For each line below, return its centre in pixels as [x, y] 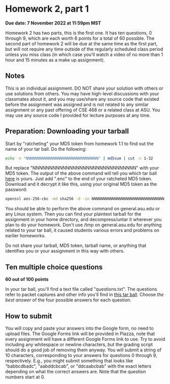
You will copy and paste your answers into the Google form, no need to [79, 328]
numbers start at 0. [25, 377]
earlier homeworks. [25, 236]
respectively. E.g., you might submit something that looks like [69, 361]
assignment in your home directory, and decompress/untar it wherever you [83, 220]
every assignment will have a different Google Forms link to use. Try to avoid [85, 339]
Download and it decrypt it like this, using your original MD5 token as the [81, 184]
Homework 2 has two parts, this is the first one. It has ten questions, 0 [79, 33]
